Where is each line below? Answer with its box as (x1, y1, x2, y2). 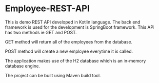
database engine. (5, 63, 40, 69)
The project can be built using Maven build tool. (5, 72, 101, 78)
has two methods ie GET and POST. (5, 29, 77, 35)
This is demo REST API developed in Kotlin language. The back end (5, 19, 140, 25)
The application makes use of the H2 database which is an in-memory (5, 58, 146, 63)
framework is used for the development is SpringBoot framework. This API (5, 24, 155, 30)
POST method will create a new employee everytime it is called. (5, 48, 133, 54)
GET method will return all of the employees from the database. (5, 39, 133, 44)
